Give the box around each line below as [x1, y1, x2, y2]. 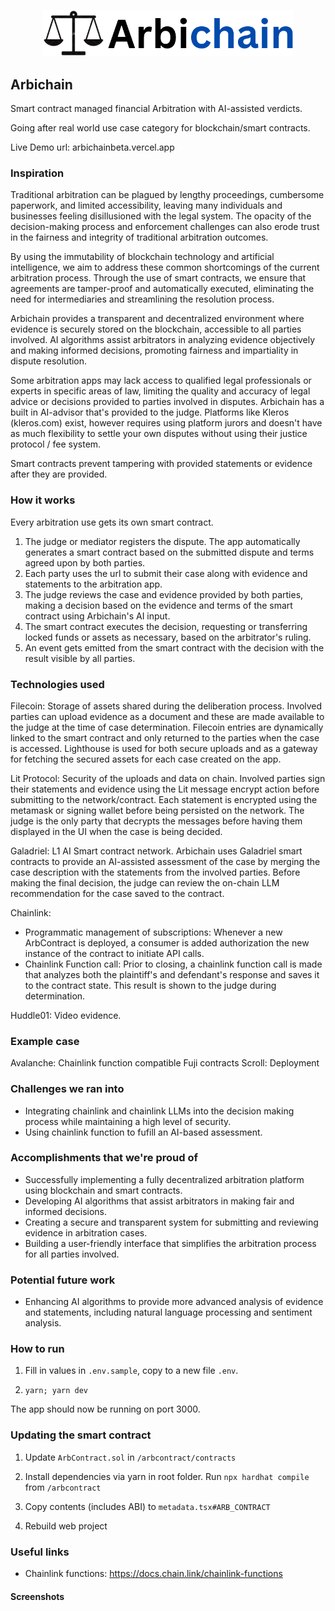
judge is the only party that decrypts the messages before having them [10, 815, 303, 827]
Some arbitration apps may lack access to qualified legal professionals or [10, 375, 312, 387]
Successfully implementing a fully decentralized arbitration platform [24, 1173, 305, 1185]
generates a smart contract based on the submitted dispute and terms [24, 546, 315, 558]
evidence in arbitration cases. [24, 1226, 148, 1239]
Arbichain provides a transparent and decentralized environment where [10, 313, 305, 325]
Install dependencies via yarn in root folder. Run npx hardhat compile [24, 1470, 310, 1482]
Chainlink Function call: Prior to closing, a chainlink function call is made [24, 958, 323, 970]
